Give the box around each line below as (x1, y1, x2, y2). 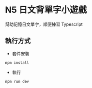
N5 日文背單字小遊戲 (5, 4, 87, 15)
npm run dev (5, 79, 29, 84)
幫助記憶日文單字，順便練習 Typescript (5, 21, 83, 27)
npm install (5, 60, 29, 65)
